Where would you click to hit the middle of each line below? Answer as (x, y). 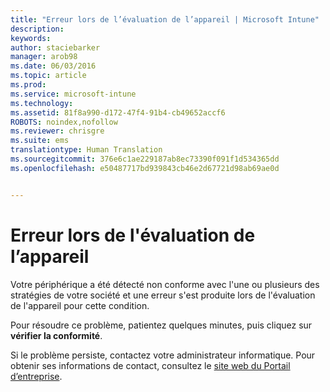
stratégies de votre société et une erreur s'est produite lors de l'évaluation (163, 295)
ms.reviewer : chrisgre (57, 131)
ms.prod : (28, 85)
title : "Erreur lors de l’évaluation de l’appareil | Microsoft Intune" (165, 19)
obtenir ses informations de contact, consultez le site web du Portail (150, 365)
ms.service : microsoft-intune (73, 94)
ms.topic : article (48, 76)
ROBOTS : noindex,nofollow (64, 122)
